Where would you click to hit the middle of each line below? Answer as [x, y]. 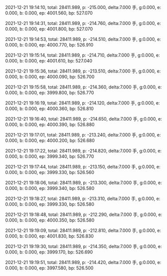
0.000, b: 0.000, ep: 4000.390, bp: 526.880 [50, 124]
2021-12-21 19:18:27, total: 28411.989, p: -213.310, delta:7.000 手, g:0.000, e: [83, 198]
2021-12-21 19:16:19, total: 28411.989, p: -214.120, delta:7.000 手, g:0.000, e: [83, 103]
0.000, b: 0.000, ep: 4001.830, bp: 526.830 [49, 236]
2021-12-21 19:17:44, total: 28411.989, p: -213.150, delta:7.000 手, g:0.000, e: [83, 167]
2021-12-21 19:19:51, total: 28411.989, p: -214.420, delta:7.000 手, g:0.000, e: [83, 262]
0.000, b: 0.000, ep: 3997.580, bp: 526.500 [49, 268]
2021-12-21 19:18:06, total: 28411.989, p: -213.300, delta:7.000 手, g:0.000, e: [83, 182]
